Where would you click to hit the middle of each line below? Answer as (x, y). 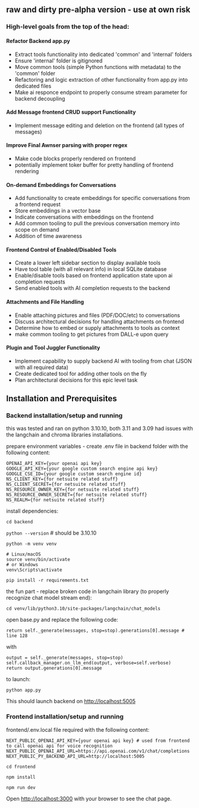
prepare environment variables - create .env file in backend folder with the (97, 447)
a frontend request (38, 204)
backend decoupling (40, 98)
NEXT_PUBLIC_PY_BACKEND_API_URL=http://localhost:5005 (75, 756)
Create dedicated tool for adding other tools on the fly (81, 373)
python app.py (24, 690)
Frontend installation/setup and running (65, 717)
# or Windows (22, 565)
